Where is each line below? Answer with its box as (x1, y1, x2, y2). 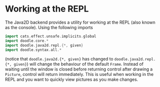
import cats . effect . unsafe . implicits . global (5, 34, 96, 39)
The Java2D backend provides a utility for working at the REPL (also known (5, 19, 156, 25)
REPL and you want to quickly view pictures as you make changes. (5, 76, 138, 83)
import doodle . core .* (5, 38, 49, 43)
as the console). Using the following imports (5, 24, 93, 30)
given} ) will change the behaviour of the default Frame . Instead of (14, 61, 144, 67)
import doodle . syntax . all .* (5, 47, 62, 52)
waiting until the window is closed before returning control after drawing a (5, 66, 153, 72)
